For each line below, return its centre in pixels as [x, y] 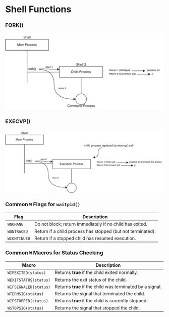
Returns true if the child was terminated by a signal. [108, 287]
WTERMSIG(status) [25, 294]
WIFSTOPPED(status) [28, 301]
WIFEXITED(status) [27, 273]
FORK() [14, 25]
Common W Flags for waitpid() [43, 205]
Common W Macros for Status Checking [54, 253]
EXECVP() [18, 122]
